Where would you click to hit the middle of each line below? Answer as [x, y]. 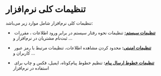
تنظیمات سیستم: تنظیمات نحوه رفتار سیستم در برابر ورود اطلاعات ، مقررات [85, 32]
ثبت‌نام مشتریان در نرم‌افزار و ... [43, 38]
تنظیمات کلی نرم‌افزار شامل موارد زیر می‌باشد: [49, 23]
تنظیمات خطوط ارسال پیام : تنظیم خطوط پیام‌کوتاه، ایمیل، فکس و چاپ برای [84, 62]
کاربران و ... [24, 53]
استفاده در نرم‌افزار [31, 68]
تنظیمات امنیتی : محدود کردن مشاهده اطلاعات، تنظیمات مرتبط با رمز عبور [83, 47]
